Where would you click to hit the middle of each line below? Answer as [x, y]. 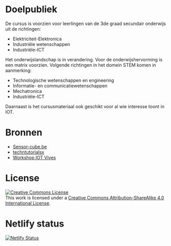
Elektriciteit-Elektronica [37, 39]
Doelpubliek [31, 9]
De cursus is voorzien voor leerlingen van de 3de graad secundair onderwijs [86, 23]
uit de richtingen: [23, 29]
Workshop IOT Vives [34, 157]
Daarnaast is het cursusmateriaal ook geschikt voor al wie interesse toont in [85, 106]
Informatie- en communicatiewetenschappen [60, 86]
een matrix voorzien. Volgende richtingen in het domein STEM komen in [81, 65]
